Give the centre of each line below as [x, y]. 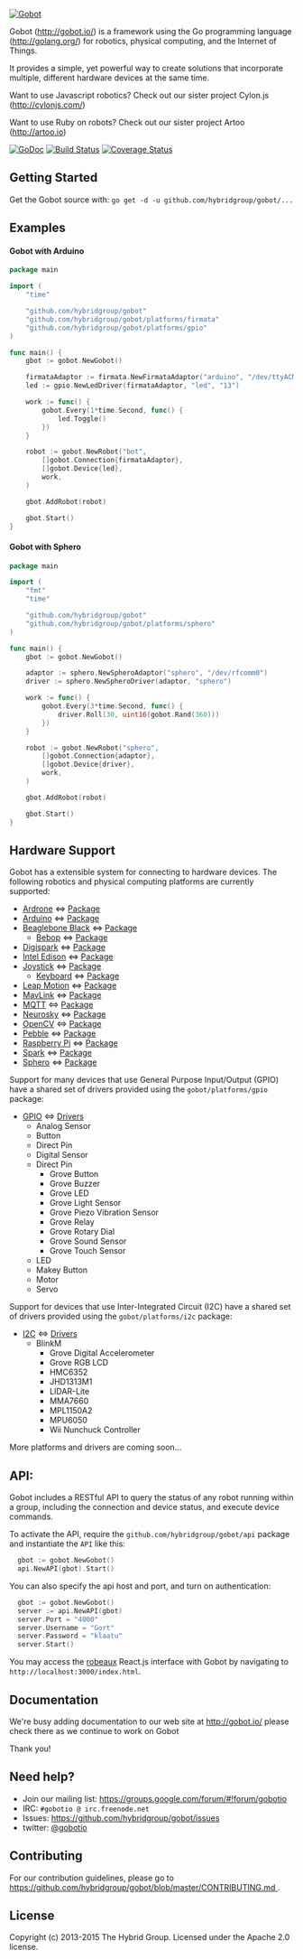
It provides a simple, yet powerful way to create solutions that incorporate [147, 68]
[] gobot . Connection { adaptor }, [98, 756]
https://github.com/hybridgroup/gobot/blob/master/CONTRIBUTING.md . [145, 1887]
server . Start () [46, 1645]
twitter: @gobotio [55, 1827]
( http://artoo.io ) [38, 132]
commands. [32, 1516]
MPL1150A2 [71, 1411]
